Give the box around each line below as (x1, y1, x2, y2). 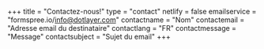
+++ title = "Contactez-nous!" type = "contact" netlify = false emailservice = (7, 7, 257, 16)
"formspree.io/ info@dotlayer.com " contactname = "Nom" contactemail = (7, 15, 245, 24)
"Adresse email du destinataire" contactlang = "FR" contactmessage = (7, 24, 237, 32)
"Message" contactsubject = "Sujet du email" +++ (7, 32, 172, 41)
